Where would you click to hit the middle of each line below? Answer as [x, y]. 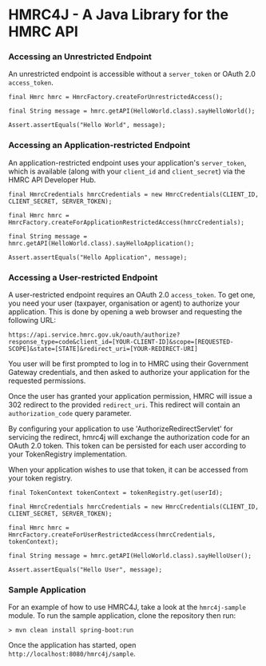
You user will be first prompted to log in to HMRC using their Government [129, 364]
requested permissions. [47, 381]
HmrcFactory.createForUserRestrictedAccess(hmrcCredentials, [112, 535]
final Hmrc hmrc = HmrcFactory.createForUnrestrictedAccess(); [116, 98]
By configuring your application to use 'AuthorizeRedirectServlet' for [121, 429]
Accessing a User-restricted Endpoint [83, 277]
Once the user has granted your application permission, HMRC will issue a [131, 397]
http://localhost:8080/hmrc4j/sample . [72, 654]
